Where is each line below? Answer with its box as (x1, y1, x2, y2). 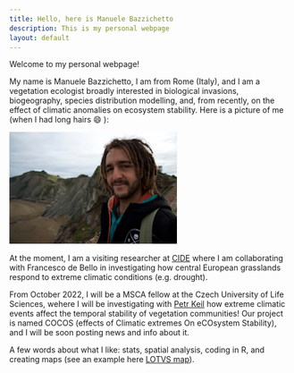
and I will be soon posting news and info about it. (9, 326, 190, 337)
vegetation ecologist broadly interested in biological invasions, (9, 86, 239, 97)
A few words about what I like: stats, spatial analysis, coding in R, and (9, 344, 265, 355)
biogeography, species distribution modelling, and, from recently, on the (9, 95, 275, 106)
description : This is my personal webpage (9, 23, 170, 33)
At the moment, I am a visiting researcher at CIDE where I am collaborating (9, 252, 284, 263)
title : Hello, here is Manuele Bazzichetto (9, 14, 174, 23)
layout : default (9, 33, 70, 42)
